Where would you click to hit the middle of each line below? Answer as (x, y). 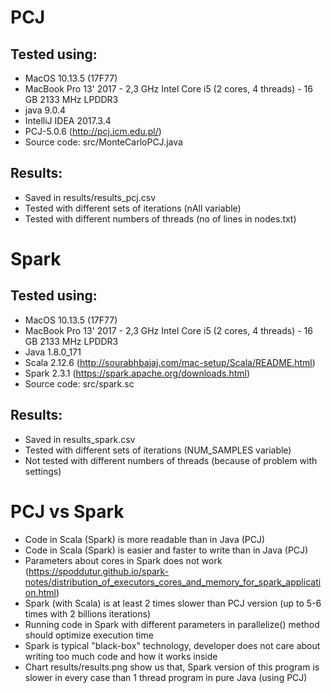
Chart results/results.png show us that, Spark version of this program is (172, 667)
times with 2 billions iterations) (88, 613)
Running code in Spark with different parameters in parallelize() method (172, 624)
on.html (40, 592)
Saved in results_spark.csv (80, 439)
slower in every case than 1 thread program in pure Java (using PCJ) (166, 677)
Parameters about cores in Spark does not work (123, 560)
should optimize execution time (89, 635)
